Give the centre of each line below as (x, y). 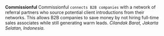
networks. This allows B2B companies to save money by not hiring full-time (82, 18)
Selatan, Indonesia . (25, 28)
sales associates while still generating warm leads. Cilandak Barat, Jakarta (82, 23)
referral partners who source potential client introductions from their (75, 12)
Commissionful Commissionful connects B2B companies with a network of (81, 7)
